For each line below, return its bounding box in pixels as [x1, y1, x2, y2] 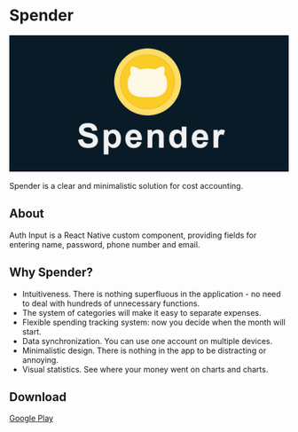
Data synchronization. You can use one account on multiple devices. [21, 335, 273, 346]
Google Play [9, 413, 54, 424]
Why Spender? [9, 265, 93, 280]
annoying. [21, 354, 59, 365]
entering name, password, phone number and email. [9, 239, 200, 249]
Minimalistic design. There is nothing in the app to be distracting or [21, 345, 267, 356]
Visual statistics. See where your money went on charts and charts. [21, 364, 269, 374]
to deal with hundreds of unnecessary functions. [21, 298, 200, 309]
